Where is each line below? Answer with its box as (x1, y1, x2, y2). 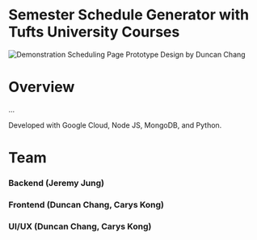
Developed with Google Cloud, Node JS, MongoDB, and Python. (8, 120, 222, 130)
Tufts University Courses (8, 23, 180, 41)
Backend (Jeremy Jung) (8, 177, 105, 188)
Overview (8, 78, 75, 96)
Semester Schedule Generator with (8, 6, 249, 24)
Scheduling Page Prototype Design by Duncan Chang (67, 49, 246, 59)
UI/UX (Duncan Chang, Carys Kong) (8, 221, 152, 232)
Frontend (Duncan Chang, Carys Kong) (8, 199, 164, 210)
